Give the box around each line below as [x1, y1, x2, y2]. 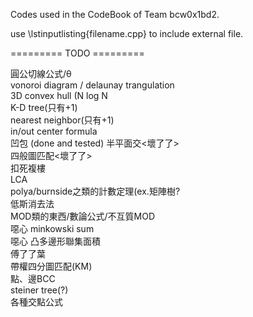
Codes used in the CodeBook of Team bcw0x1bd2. [10, 9, 220, 20]
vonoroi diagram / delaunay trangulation [10, 79, 175, 91]
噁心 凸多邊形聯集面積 [10, 235, 101, 247]
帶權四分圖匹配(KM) [10, 260, 93, 272]
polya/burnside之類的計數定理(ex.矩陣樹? [10, 185, 181, 197]
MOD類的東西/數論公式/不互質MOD [10, 210, 155, 222]
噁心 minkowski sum [10, 223, 95, 234]
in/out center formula [10, 125, 98, 137]
